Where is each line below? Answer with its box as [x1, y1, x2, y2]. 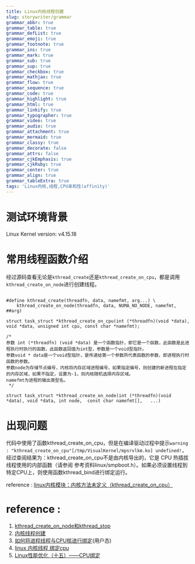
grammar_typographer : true [6, 112, 72, 118]
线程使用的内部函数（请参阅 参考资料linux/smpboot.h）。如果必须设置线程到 [6, 462, 188, 469]
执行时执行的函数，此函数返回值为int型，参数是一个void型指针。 [10, 346, 147, 352]
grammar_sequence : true [6, 85, 64, 91]
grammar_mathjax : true [6, 74, 61, 80]
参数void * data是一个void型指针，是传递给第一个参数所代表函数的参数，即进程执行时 [6, 352, 189, 358]
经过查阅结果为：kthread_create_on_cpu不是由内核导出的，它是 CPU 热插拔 [6, 454, 189, 461]
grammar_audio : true [6, 123, 57, 129]
